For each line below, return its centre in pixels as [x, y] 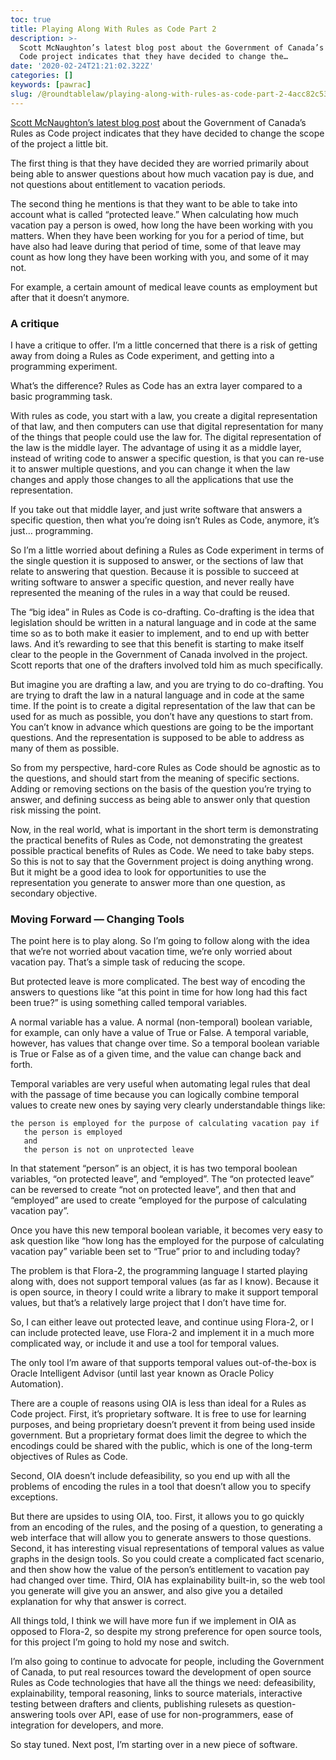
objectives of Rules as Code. [69, 1457]
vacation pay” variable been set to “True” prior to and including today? [155, 1252]
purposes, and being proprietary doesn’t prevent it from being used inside [163, 1425]
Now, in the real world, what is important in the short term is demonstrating [164, 829]
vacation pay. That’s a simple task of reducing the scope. [128, 962]
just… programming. [52, 530]
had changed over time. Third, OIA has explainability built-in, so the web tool [168, 1580]
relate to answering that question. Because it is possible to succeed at [155, 571]
